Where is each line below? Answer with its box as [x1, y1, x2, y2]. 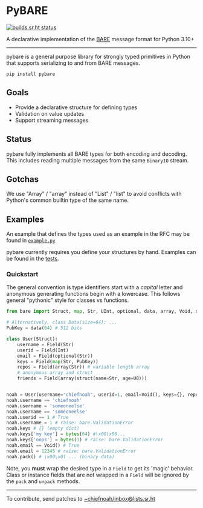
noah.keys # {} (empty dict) [6, 426, 80, 432]
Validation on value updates [14, 110, 85, 117]
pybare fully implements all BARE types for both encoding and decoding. [6, 150, 187, 158]
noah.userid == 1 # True [6, 414, 69, 420]
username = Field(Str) [17, 341, 74, 347]
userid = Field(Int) [17, 347, 69, 353]
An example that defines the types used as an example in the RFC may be [6, 230, 190, 238]
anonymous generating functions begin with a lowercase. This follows [6, 290, 181, 298]
